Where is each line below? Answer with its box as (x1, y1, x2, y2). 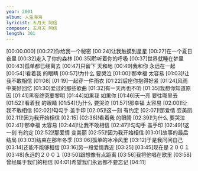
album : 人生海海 (6, 14, 43, 20)
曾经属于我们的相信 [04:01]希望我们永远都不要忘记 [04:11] (6, 159, 147, 166)
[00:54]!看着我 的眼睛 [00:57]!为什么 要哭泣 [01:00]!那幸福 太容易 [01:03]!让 (6, 70, 190, 77)
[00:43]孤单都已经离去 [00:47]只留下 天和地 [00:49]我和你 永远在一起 (6, 63, 176, 70)
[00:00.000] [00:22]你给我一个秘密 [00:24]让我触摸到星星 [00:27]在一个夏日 (6, 48, 193, 55)
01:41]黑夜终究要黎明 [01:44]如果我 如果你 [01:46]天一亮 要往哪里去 (14, 92, 178, 99)
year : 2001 (6, 8, 33, 15)
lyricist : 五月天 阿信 (6, 20, 58, 25)
